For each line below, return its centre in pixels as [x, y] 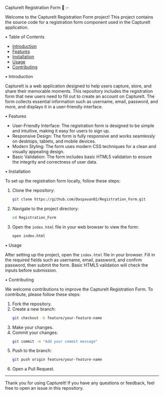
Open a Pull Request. [33, 369]
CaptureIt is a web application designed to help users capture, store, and [78, 86]
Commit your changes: [35, 333]
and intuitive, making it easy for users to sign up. [61, 131]
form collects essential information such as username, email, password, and [82, 102]
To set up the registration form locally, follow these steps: [63, 181]
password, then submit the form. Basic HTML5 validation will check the [77, 265]
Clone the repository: [33, 190]
